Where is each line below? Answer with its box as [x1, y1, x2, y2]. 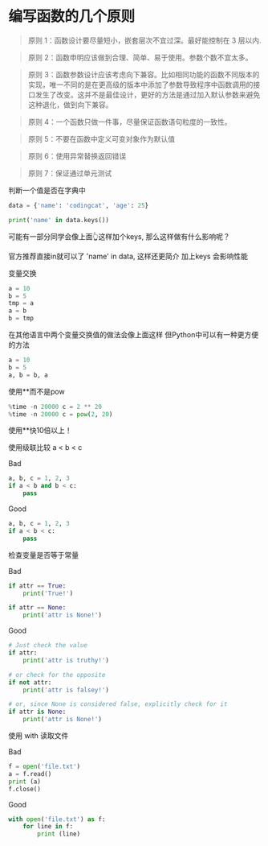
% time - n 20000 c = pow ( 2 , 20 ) [8, 410, 113, 419]
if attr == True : [8, 581, 67, 590]
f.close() [8, 785, 42, 793]
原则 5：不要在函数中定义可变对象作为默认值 [27, 134, 176, 143]
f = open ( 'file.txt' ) [8, 762, 81, 771]
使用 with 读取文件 [8, 731, 69, 741]
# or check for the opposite [8, 671, 106, 679]
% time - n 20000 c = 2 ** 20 [8, 402, 103, 411]
